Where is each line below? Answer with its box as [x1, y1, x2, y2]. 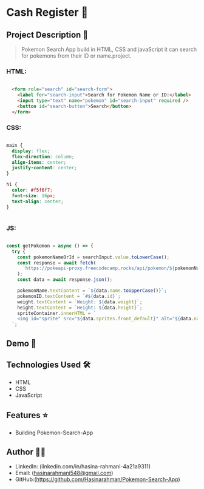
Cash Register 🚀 [6, 5, 89, 19]
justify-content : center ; [12, 165, 78, 171]
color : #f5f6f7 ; [12, 187, 53, 194]
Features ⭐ [6, 410, 49, 420]
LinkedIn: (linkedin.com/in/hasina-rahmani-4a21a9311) [15, 462, 151, 470]
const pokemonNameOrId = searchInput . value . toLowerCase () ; [17, 254, 170, 260]
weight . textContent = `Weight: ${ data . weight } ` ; [17, 298, 143, 305]
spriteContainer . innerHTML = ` [17, 310, 97, 316]
